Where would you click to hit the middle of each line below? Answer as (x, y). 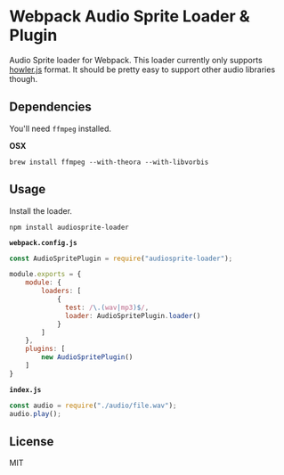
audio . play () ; (36, 414)
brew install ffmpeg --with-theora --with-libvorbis (109, 162)
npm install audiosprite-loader (69, 227)
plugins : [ (45, 349)
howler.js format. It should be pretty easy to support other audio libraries (142, 70)
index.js (25, 389)
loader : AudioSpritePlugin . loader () (133, 315)
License (32, 442)
